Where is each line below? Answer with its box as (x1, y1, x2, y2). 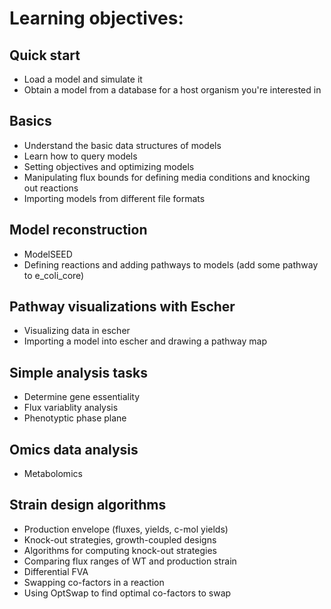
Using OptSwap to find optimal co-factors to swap (23, 587, 232, 599)
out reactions (23, 182, 79, 194)
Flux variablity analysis (23, 402, 119, 414)
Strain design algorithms (9, 497, 167, 514)
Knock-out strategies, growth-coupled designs (23, 533, 217, 546)
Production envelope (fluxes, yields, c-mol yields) (23, 523, 229, 535)
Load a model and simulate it (23, 73, 143, 85)
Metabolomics (23, 468, 83, 480)
